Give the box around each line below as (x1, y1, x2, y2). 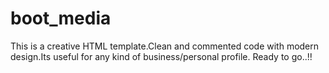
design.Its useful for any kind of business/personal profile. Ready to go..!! (10, 50, 313, 62)
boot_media (10, 7, 112, 30)
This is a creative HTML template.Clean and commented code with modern (10, 40, 320, 52)
